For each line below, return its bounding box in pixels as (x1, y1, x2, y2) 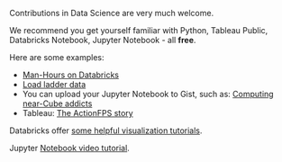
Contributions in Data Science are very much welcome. (9, 8, 214, 18)
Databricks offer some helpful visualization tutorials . (9, 125, 203, 136)
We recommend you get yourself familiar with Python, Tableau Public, (9, 25, 268, 35)
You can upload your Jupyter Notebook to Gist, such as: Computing (22, 89, 274, 99)
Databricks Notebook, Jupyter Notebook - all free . (9, 35, 196, 45)
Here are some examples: (9, 52, 105, 62)
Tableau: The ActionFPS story (22, 108, 133, 118)
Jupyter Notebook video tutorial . (9, 143, 131, 153)
